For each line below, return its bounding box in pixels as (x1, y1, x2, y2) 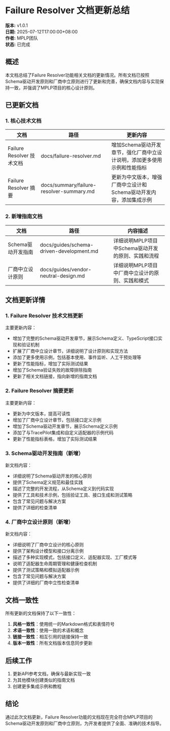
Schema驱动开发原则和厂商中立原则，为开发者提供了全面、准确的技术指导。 (5, 720, 164, 726)
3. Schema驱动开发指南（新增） (5, 450, 84, 457)
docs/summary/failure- (40, 182, 97, 189)
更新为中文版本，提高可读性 (12, 411, 71, 417)
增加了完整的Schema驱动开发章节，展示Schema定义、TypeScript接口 (12, 335, 158, 342)
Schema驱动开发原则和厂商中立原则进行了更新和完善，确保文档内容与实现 (5, 78, 160, 84)
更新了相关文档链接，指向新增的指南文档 (12, 373, 97, 380)
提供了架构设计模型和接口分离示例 (12, 548, 84, 554)
